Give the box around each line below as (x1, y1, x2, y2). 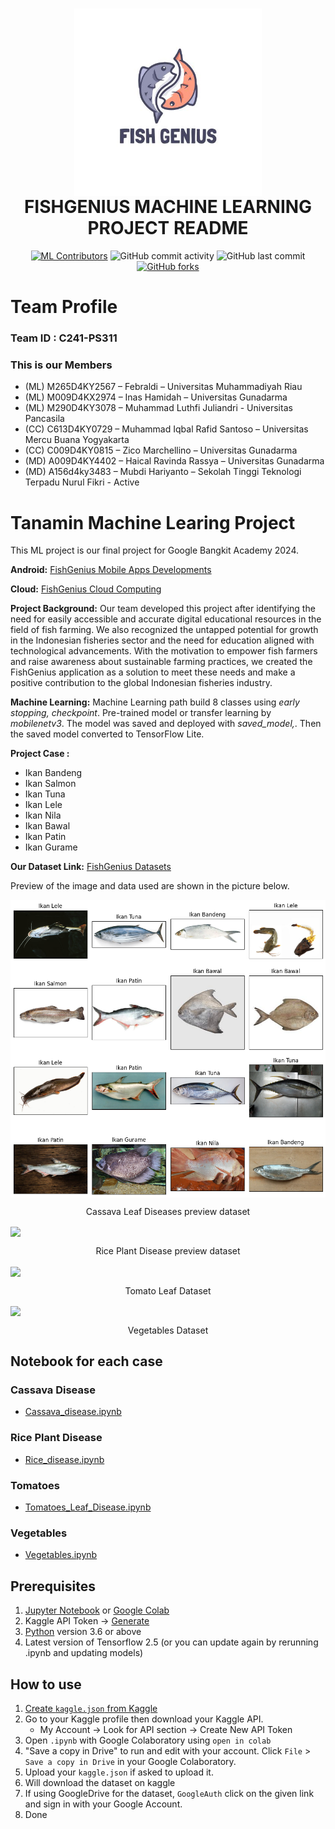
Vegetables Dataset (127, 1324, 209, 1336)
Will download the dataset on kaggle (24, 1776, 176, 1788)
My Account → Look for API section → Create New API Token (39, 1723, 293, 1735)
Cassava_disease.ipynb (24, 1406, 122, 1418)
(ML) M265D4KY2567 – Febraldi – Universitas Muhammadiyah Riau (24, 381, 303, 393)
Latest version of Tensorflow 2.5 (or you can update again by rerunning (24, 1636, 319, 1648)
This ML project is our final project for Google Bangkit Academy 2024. (10, 544, 300, 557)
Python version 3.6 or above (24, 1626, 142, 1638)
